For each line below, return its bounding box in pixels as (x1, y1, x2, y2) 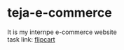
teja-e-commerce (7, 5, 112, 21)
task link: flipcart (7, 35, 55, 43)
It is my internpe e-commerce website (7, 28, 117, 36)
